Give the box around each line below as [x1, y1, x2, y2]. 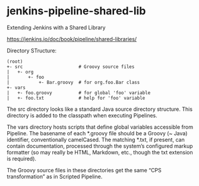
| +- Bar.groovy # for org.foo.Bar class [7, 79, 140, 85]
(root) [7, 58, 23, 64]
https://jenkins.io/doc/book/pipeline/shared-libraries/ [7, 35, 137, 42]
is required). [7, 155, 37, 162]
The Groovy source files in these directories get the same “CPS [7, 166, 162, 173]
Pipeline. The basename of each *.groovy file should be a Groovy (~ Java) [7, 129, 188, 137]
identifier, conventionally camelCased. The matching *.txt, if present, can [7, 136, 185, 143]
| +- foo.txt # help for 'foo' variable [7, 95, 146, 101]
